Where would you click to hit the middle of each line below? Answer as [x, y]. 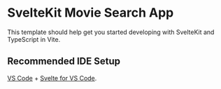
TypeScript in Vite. [34, 39]
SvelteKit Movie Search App [91, 13]
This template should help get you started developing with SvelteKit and [111, 32]
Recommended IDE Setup [64, 62]
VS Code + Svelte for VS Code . [52, 78]
